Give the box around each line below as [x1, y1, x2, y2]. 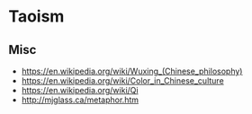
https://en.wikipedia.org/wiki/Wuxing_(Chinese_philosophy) [21, 66, 243, 76]
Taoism [8, 6, 65, 27]
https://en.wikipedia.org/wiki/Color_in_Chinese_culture [21, 75, 224, 86]
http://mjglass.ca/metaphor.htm [21, 94, 139, 105]
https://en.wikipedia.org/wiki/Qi [21, 85, 139, 95]
